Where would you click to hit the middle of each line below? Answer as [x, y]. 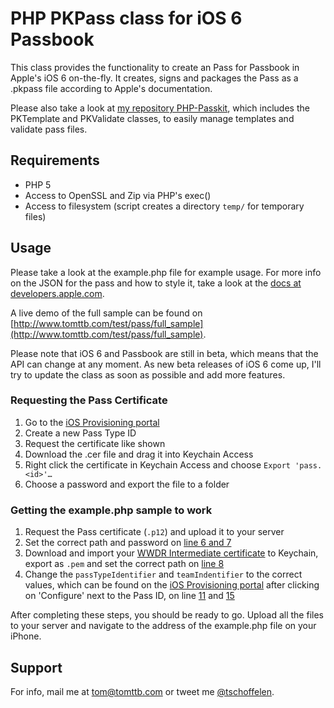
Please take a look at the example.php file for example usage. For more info [166, 272]
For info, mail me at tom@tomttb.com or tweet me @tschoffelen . [142, 691]
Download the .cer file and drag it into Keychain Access [139, 454]
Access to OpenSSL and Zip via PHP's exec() [118, 195]
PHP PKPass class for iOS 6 [126, 18]
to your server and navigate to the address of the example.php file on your [163, 626]
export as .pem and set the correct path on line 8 [124, 564]
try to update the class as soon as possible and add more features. [148, 374]
